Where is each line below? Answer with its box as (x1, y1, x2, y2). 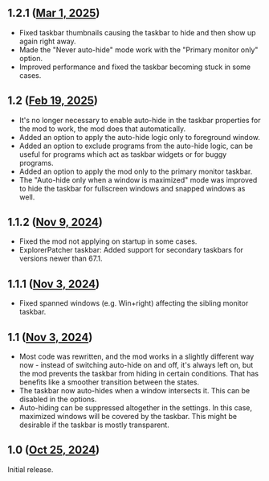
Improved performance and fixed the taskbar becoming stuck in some (18, 62, 251, 72)
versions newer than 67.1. (18, 253, 103, 264)
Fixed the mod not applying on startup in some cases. (18, 236, 198, 246)
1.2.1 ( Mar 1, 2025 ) (7, 6, 100, 20)
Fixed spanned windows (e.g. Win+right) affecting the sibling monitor (18, 298, 249, 308)
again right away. (18, 36, 77, 46)
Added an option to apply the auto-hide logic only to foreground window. (18, 132, 260, 142)
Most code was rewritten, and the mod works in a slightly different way (18, 351, 255, 361)
